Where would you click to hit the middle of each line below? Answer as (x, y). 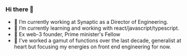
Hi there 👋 (20, 9)
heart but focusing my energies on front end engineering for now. (92, 47)
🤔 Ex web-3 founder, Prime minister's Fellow (67, 34)
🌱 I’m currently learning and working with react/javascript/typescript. (96, 28)
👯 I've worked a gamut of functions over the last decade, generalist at (98, 41)
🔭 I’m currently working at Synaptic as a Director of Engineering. (91, 22)
